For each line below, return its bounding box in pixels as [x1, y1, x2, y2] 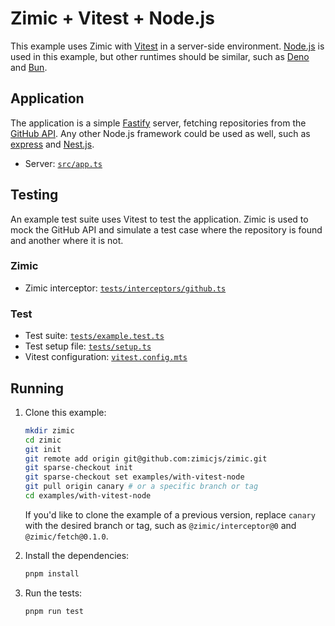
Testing [10, 187, 59, 204]
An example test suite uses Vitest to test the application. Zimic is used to [10, 213, 309, 225]
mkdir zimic [24, 425, 75, 436]
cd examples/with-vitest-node [24, 491, 152, 501]
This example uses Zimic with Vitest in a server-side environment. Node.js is [10, 40, 325, 52]
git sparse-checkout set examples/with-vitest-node [24, 472, 245, 482]
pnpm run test [24, 606, 84, 616]
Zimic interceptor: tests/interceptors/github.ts [24, 282, 227, 294]
